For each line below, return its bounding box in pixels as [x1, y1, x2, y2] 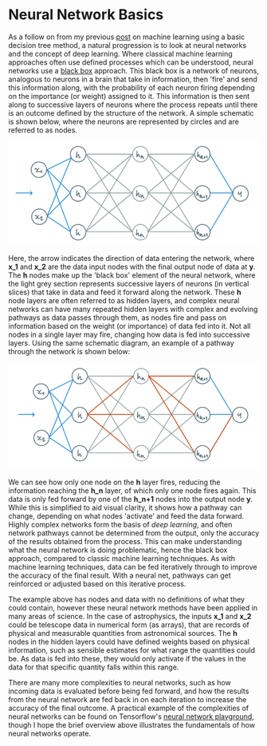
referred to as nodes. [8, 125, 78, 135]
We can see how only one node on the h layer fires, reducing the [8, 477, 221, 487]
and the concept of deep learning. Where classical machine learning [8, 49, 233, 58]
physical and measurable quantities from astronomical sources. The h [8, 628, 238, 637]
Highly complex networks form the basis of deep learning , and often [8, 519, 233, 529]
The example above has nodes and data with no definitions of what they [8, 594, 245, 604]
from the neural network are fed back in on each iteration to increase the [8, 694, 247, 704]
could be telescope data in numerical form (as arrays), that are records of [8, 620, 249, 630]
